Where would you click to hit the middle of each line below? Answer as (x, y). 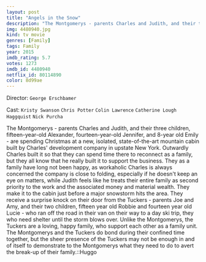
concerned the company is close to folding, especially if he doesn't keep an (102, 174)
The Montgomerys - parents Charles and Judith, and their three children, (98, 128)
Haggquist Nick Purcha (35, 117)
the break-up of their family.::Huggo (51, 252)
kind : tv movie (26, 35)
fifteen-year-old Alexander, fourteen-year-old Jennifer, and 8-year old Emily (103, 135)
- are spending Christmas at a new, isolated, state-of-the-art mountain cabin (103, 141)
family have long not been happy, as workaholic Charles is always (90, 168)
